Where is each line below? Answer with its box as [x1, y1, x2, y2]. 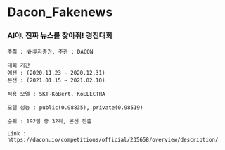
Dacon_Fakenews [7, 4, 113, 20]
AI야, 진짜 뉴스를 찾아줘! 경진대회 [7, 31, 112, 41]
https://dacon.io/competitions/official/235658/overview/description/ [7, 137, 219, 144]
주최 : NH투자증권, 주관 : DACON [7, 49, 94, 56]
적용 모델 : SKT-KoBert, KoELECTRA [7, 91, 105, 98]
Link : [7, 130, 27, 137]
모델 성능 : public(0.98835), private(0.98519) [7, 104, 143, 111]
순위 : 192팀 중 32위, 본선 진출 [7, 118, 92, 125]
